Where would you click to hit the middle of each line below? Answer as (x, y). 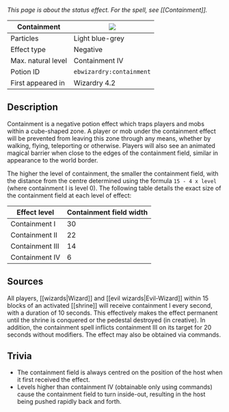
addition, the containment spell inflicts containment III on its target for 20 (109, 327)
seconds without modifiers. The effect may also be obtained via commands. (114, 335)
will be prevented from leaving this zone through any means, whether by (109, 138)
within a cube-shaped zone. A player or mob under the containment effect (112, 131)
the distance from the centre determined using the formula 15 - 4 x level (112, 180)
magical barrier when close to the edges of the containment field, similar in (113, 153)
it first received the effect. (53, 380)
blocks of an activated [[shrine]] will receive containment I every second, (110, 305)
